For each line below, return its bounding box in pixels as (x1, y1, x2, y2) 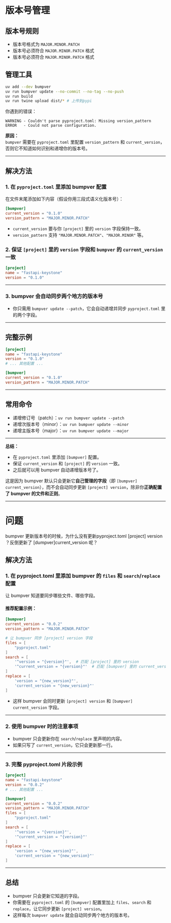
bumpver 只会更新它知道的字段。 (12, 893, 82, 899)
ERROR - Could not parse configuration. (5, 123, 97, 128)
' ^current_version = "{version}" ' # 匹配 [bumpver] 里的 (14, 664, 137, 669)
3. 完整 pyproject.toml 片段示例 (5, 760, 82, 768)
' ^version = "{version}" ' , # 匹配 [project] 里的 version (14, 659, 139, 665)
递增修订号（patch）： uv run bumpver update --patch (12, 415, 125, 421)
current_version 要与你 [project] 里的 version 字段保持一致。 (12, 226, 144, 232)
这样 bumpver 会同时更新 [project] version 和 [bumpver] (12, 697, 133, 704)
